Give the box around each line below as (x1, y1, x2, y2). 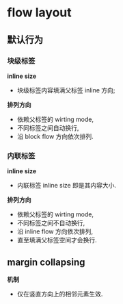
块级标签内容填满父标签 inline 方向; (16, 86, 115, 94)
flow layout (7, 5, 72, 21)
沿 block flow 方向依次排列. (16, 132, 94, 140)
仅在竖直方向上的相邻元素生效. (16, 290, 103, 298)
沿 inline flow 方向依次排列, (16, 227, 94, 236)
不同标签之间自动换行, (16, 123, 79, 131)
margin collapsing (7, 256, 85, 268)
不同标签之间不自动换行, (16, 219, 85, 227)
